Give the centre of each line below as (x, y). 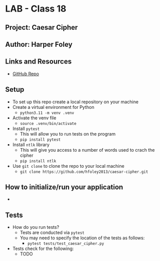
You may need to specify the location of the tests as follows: (82, 238)
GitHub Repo (26, 74)
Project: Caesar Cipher (42, 27)
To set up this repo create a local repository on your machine (75, 102)
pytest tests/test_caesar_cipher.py (66, 244)
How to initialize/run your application (64, 187)
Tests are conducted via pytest (52, 233)
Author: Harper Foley (39, 44)
